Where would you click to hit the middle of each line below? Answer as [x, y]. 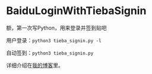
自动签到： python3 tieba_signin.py [50, 53]
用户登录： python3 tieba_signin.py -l [54, 40]
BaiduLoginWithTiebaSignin [76, 11]
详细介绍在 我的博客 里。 [35, 65]
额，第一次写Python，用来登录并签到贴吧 [56, 28]
